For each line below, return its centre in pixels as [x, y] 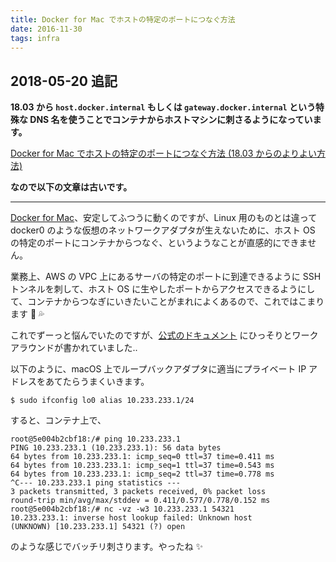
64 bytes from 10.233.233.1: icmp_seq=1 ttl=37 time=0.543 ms [142, 466]
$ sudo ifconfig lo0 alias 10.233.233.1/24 [102, 401]
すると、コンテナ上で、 [58, 420]
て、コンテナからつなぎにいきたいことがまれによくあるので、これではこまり [167, 302]
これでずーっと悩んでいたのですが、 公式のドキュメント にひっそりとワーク [164, 335]
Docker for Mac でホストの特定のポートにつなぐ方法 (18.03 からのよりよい [163, 153]
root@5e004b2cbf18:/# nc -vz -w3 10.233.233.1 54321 [122, 509]
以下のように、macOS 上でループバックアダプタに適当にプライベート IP [158, 369]
